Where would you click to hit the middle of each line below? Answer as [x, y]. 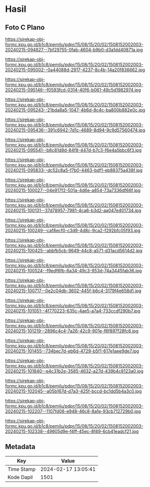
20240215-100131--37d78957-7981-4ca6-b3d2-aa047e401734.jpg [73, 210]
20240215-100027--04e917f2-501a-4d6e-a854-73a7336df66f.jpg [73, 190]
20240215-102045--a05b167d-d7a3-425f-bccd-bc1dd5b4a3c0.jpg [74, 391]
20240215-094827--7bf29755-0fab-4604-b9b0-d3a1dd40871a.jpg [74, 50]
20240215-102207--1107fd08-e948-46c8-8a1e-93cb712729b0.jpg [73, 411]
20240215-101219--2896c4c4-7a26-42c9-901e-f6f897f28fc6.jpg [72, 331]
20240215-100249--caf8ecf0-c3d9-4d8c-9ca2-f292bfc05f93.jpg [73, 230]
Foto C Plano [25, 27]
